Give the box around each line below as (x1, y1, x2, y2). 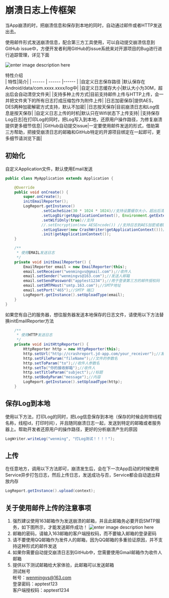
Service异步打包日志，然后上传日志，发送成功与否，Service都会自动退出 (5, 472, 156, 478)
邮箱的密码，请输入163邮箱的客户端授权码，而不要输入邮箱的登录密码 (12, 530, 157, 537)
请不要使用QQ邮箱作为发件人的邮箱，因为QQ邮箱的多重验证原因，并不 (12, 537, 158, 543)
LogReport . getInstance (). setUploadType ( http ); (23, 379, 123, 384)
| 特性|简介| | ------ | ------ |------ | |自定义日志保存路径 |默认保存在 (5, 79, 146, 85)
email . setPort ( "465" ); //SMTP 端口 (23, 288, 94, 293)
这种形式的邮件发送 (17, 543, 57, 549)
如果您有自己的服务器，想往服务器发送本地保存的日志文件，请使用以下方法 (5, 311, 159, 317)
